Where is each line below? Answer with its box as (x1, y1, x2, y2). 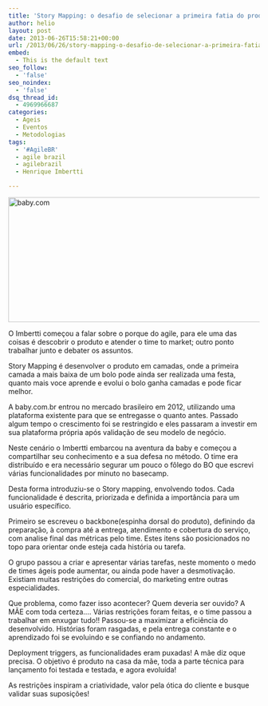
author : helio (8, 19, 56, 27)
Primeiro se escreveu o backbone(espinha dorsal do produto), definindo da (8, 517, 255, 526)
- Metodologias (15, 130, 66, 138)
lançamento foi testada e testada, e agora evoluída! (8, 665, 177, 674)
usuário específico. (8, 501, 72, 510)
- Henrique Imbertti (15, 168, 84, 176)
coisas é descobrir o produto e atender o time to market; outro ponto (8, 337, 235, 346)
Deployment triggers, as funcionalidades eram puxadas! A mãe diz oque (8, 648, 246, 657)
